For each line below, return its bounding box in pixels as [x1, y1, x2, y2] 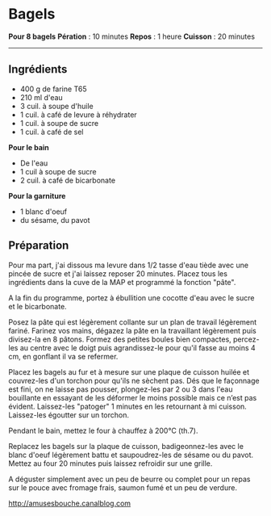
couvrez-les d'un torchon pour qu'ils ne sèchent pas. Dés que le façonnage [8, 375, 260, 385]
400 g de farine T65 [19, 84, 87, 94]
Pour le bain [8, 142, 50, 152]
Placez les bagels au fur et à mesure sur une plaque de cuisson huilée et [8, 367, 250, 376]
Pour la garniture [8, 191, 66, 200]
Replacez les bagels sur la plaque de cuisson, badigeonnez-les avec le [8, 441, 244, 451]
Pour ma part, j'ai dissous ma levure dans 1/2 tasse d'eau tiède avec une [8, 260, 249, 270]
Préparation [8, 239, 69, 253]
